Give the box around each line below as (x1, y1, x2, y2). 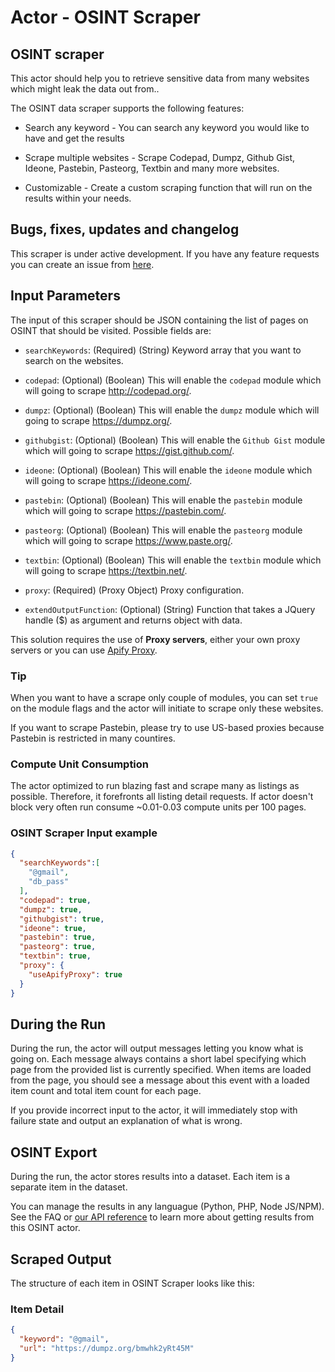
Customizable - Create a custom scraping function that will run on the (24, 182, 313, 193)
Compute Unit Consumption (10, 757, 150, 771)
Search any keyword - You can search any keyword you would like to (24, 122, 310, 133)
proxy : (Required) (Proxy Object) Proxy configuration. (24, 584, 245, 596)
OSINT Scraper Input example (10, 826, 158, 840)
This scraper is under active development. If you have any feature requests (10, 247, 320, 260)
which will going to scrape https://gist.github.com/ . (24, 444, 235, 456)
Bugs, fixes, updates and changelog (10, 221, 240, 238)
